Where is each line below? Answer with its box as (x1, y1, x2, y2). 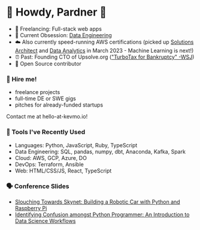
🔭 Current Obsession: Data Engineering (14, 31, 112, 38)
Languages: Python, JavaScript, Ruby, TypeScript (14, 141, 138, 149)
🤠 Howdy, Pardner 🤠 (6, 5, 107, 19)
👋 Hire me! (6, 75, 37, 83)
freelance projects (14, 89, 60, 96)
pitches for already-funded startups (14, 101, 104, 108)
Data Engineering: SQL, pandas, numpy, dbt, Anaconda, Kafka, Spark (14, 148, 186, 155)
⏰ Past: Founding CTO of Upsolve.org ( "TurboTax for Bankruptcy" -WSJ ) (14, 53, 195, 60)
